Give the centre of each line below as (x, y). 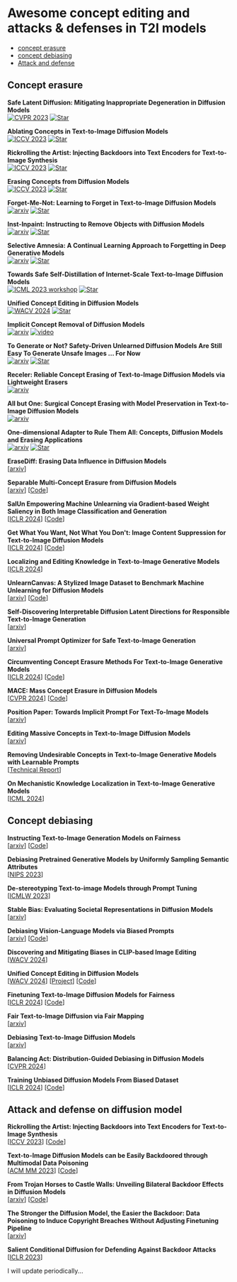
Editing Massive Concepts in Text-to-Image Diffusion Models (99, 733)
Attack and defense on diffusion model (95, 1109)
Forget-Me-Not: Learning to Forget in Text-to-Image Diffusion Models (112, 202)
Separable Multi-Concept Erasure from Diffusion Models (92, 482)
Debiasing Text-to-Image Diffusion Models (71, 1037)
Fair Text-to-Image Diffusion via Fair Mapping (76, 1016)
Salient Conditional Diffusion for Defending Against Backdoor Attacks (112, 1250)
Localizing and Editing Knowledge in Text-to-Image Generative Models (114, 561)
